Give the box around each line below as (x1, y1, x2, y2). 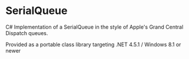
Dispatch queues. (5, 29, 48, 36)
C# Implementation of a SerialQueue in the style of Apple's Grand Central (5, 23, 184, 30)
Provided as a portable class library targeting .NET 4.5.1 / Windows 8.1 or (5, 41, 181, 48)
